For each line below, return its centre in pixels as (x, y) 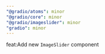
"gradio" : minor (26, 28)
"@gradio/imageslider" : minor (44, 22)
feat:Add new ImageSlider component (52, 45)
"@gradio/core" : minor (34, 17)
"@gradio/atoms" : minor (36, 11)
